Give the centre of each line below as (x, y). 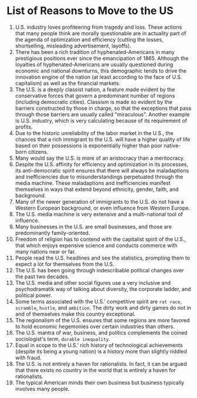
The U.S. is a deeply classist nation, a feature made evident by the (95, 89)
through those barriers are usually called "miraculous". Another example (102, 114)
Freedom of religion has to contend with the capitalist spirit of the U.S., (101, 239)
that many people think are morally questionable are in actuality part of (101, 33)
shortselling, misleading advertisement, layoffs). (73, 46)
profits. (24, 127)
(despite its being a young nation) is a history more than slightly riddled (101, 351)
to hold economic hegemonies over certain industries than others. (95, 326)
